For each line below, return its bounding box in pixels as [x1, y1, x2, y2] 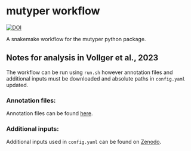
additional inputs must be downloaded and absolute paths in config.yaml [6, 75, 186, 82]
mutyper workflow [6, 4, 100, 18]
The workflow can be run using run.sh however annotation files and [6, 69, 173, 76]
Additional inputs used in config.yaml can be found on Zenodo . [6, 138, 162, 146]
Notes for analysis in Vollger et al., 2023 [6, 53, 159, 63]
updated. [6, 81, 29, 88]
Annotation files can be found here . [6, 110, 93, 117]
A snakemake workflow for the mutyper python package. [6, 35, 146, 42]
